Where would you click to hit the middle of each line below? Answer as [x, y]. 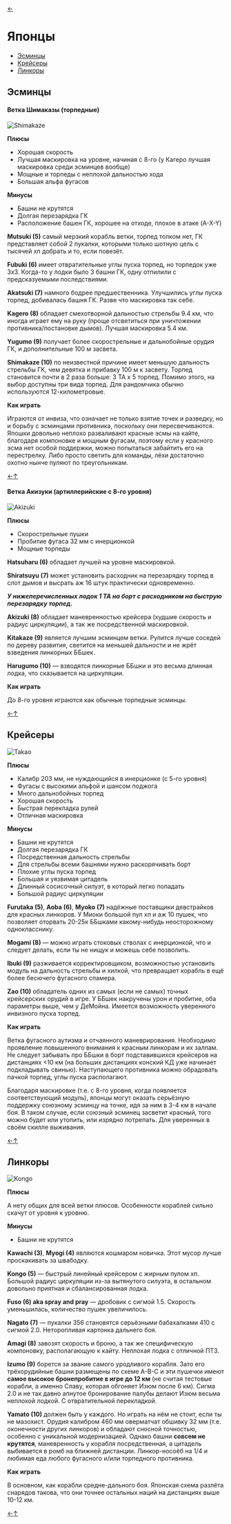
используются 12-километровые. [56, 392]
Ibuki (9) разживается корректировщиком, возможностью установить [111, 963]
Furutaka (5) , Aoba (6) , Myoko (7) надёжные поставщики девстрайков [110, 907]
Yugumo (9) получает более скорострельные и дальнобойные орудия [111, 341]
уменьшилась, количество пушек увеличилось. [78, 1310]
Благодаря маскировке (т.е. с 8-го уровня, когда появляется [97, 1090]
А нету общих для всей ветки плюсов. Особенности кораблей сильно [110, 1206]
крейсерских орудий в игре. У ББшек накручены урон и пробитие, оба [112, 998]
